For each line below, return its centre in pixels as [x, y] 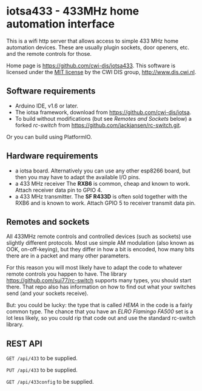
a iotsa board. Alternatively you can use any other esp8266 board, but [103, 171]
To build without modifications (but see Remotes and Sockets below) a [103, 118]
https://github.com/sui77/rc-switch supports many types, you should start [99, 280]
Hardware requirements [52, 156]
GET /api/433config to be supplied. [50, 382]
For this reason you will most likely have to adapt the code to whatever [94, 268]
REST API [24, 343]
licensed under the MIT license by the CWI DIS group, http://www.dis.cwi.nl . [101, 72]
